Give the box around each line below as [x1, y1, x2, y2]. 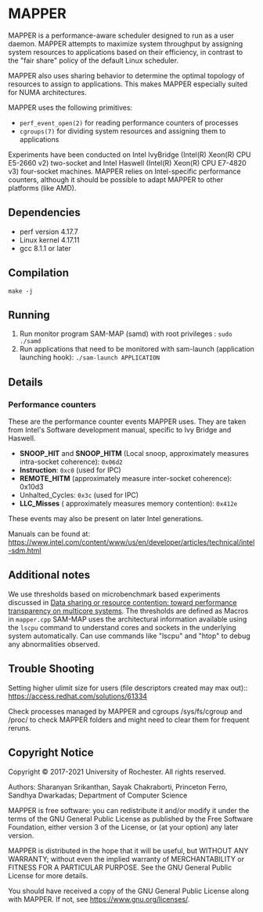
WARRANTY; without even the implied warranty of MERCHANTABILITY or [8, 854, 245, 863]
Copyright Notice [8, 746, 94, 760]
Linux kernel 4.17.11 [19, 235, 80, 244]
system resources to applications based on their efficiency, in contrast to [8, 47, 243, 57]
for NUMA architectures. [8, 87, 88, 97]
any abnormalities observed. [8, 639, 100, 648]
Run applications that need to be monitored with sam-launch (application [19, 345, 254, 354]
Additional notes [8, 568, 91, 582]
